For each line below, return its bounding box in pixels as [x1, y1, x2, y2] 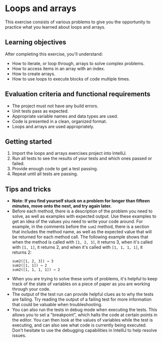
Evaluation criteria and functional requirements [5, 90, 151, 98]
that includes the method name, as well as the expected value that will [12, 229, 152, 235]
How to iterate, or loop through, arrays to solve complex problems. [12, 60, 145, 66]
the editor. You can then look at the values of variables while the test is [12, 317, 153, 323]
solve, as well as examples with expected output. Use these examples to [12, 213, 157, 219]
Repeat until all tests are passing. [12, 171, 78, 177]
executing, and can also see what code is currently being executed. [12, 322, 147, 328]
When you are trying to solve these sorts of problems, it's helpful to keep [12, 276, 158, 282]
